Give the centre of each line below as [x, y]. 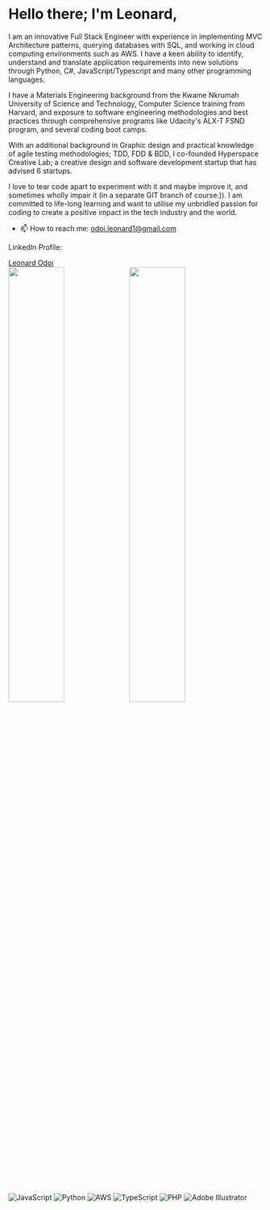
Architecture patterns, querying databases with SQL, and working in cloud [131, 44]
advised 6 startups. [40, 171]
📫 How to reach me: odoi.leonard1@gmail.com [98, 228]
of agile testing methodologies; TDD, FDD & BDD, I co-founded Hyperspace [134, 154]
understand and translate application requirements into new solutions [124, 62]
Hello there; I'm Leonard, [93, 14]
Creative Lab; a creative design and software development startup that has [133, 162]
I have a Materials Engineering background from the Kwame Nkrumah [124, 95]
